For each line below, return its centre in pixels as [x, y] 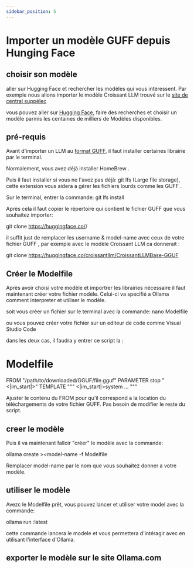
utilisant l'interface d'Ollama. [40, 539]
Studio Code [21, 329]
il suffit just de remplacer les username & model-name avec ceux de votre [95, 238]
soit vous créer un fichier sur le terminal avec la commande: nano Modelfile [97, 312]
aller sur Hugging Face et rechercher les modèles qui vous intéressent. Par [96, 88]
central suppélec [26, 101]
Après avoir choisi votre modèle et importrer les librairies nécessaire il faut [96, 288]
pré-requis [26, 137]
